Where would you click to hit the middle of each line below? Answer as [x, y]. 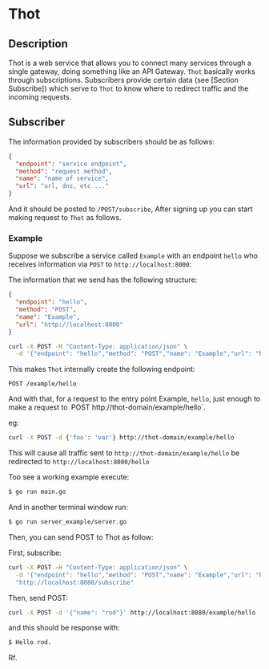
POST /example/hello [43, 384]
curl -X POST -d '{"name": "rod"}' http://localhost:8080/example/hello [132, 612]
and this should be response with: [64, 628]
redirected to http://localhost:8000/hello [79, 462]
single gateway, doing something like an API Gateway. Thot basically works [132, 71]
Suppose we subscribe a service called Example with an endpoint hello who [133, 256]
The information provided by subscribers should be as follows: [111, 141]
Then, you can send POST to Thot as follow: [81, 537]
